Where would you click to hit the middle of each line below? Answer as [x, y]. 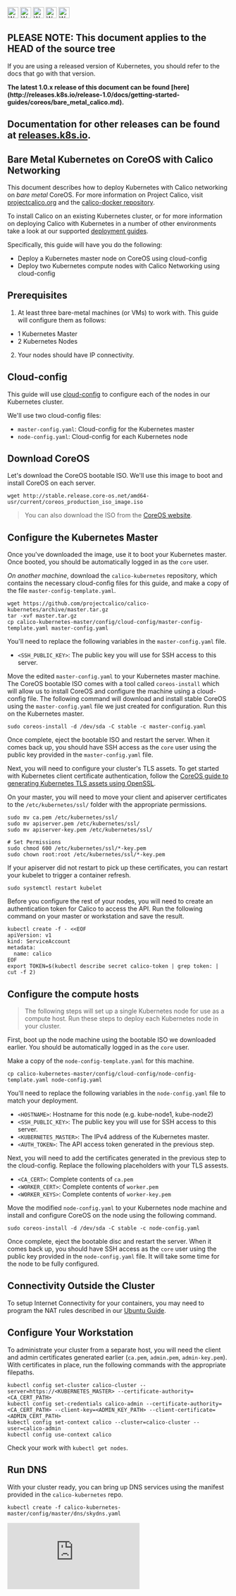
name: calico [33, 954]
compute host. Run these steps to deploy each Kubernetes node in [121, 1019]
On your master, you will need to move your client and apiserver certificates [117, 797]
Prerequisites [37, 295]
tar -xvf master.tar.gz [42, 616]
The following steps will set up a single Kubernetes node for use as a [124, 1011]
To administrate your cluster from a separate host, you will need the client [114, 1350]
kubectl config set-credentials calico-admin [75, 1404]
